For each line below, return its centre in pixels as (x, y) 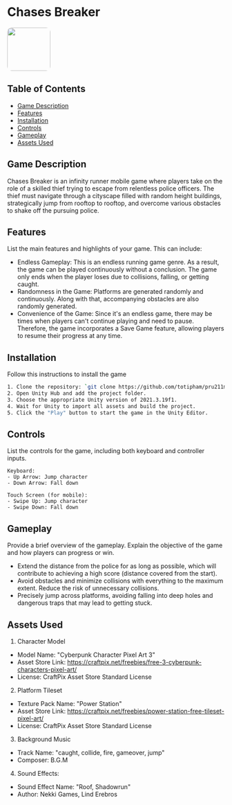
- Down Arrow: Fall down (43, 483)
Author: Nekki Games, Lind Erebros (67, 794)
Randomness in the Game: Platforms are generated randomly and (110, 292)
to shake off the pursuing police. (53, 210)
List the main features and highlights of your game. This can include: (105, 249)
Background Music (44, 739)
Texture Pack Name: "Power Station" (69, 704)
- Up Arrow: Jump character (48, 477)
